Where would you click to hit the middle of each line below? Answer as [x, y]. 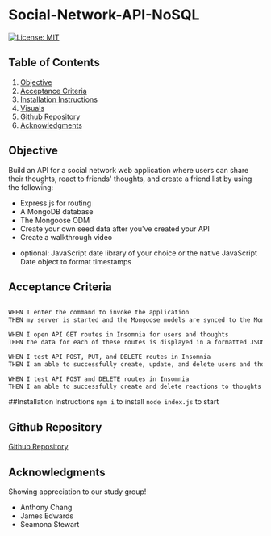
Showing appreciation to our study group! [77, 492]
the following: [31, 187]
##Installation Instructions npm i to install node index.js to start [114, 402]
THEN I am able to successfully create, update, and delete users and [129, 364]
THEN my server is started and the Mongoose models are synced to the [129, 320]
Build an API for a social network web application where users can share [129, 170]
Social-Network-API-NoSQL [104, 15]
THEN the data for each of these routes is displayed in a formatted [128, 342]
